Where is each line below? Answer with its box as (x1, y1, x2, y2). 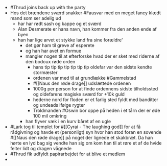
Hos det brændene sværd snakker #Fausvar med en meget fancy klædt (10, 10, 161, 16)
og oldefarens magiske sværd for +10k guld (33, 91, 125, 97)
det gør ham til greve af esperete (25, 42, 94, 48)
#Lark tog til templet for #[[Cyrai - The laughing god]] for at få (10, 124, 141, 130)
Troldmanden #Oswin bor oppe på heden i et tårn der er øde (33, 107, 160, 113)
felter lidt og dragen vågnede (10, 146, 72, 151)
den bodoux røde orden (25, 59, 76, 64)
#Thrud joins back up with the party (10, 5, 86, 10)
